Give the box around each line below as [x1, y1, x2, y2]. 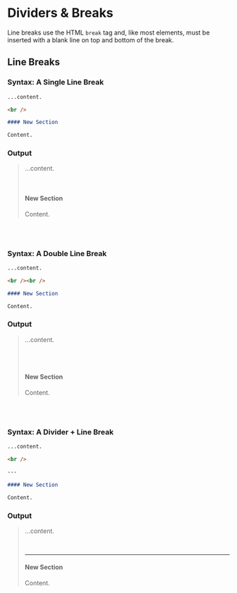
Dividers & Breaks [7, 5, 114, 21]
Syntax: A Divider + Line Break [7, 427, 114, 436]
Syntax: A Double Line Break [7, 248, 107, 258]
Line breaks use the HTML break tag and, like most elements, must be [7, 28, 210, 37]
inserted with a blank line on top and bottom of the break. [7, 35, 174, 44]
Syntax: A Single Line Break [7, 78, 104, 87]
